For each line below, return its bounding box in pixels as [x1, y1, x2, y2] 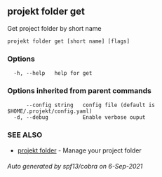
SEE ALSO [7, 130, 43, 140]
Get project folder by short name [7, 24, 102, 32]
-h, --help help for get [13, 70, 93, 77]
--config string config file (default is [25, 101, 156, 109]
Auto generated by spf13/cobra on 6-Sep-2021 [7, 162, 143, 171]
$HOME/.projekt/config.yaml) [7, 108, 93, 115]
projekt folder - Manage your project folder [17, 146, 142, 155]
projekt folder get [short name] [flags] [7, 38, 130, 45]
